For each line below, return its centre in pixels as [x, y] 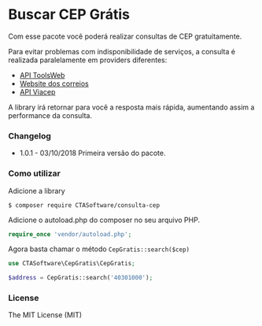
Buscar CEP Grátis [69, 15]
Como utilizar [34, 173]
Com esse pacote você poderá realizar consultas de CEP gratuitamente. [125, 36]
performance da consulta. [50, 115]
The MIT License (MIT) [45, 315]
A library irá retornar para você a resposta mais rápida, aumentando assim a [131, 107]
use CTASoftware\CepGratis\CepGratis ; [72, 264]
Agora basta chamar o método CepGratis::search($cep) [99, 249]
